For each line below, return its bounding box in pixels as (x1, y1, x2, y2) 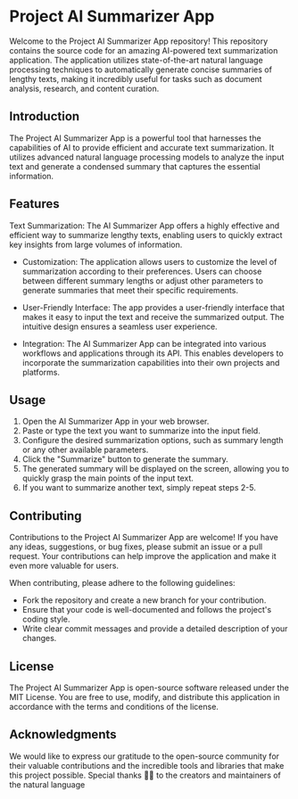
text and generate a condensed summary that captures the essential (9, 161, 261, 171)
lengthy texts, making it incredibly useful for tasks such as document (9, 73, 262, 84)
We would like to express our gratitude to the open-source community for (9, 751, 279, 762)
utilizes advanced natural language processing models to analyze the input (9, 152, 285, 162)
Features (9, 196, 60, 211)
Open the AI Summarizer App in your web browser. (21, 416, 210, 427)
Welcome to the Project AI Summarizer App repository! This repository (9, 36, 269, 46)
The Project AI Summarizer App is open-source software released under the (9, 682, 290, 693)
